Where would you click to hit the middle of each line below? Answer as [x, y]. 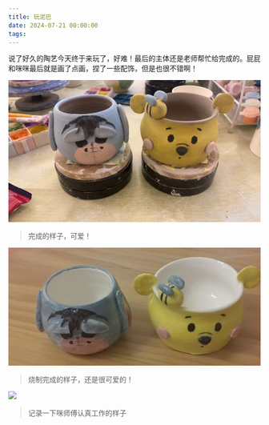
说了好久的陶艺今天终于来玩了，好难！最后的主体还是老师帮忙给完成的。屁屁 [134, 58]
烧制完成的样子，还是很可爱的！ [80, 379]
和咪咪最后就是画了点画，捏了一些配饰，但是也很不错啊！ [103, 69]
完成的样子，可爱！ [60, 235]
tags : [17, 34]
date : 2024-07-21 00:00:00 [53, 25]
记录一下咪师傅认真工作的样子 [77, 413]
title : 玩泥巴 [30, 17]
